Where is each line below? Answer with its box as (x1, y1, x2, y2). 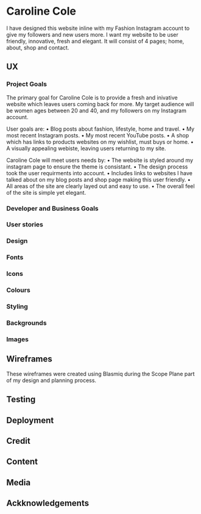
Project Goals (6, 80, 48, 89)
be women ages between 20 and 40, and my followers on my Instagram (6, 107, 187, 114)
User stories (6, 220, 44, 229)
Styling (6, 302, 29, 311)
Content (6, 457, 38, 467)
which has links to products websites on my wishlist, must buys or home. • (6, 138, 194, 145)
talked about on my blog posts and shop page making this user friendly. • (6, 176, 191, 183)
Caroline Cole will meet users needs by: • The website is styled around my (6, 156, 194, 164)
